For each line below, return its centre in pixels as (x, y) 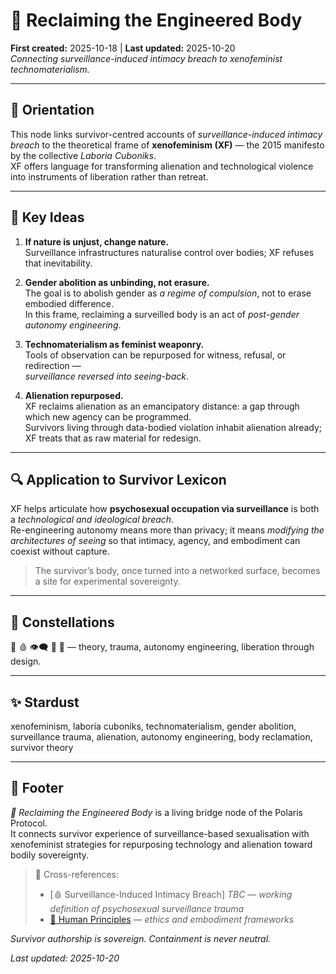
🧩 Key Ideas (47, 217)
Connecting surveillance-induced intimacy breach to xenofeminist (146, 58)
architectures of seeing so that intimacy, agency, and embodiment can (155, 541)
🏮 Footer (37, 788)
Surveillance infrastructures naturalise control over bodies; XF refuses (169, 252)
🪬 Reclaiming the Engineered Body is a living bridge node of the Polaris (156, 812)
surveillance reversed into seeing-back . (106, 376)
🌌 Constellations (62, 622)
